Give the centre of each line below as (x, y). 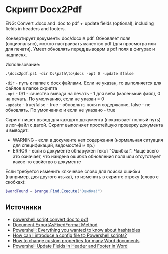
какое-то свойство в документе (47, 161)
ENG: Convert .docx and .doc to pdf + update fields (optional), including (80, 23)
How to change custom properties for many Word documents (76, 240)
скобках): (16, 182)
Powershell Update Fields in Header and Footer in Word (70, 246)
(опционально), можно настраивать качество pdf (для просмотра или (81, 43)
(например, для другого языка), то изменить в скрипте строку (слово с (82, 176)
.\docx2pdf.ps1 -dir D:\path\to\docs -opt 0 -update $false (70, 73)
